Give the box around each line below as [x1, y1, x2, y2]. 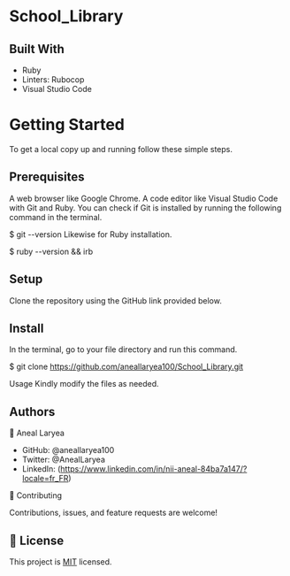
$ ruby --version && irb [9, 246, 94, 257]
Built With [9, 42, 65, 57]
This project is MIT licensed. [9, 557, 112, 567]
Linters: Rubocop [21, 74, 85, 85]
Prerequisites [9, 170, 85, 185]
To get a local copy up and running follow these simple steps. [9, 143, 233, 154]
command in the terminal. [9, 211, 103, 222]
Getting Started [9, 115, 126, 134]
